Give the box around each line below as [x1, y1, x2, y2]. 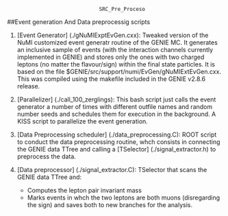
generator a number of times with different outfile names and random [16, 103, 213, 110]
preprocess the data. [16, 152, 77, 160]
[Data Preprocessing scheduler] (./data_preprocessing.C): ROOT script [16, 130, 217, 139]
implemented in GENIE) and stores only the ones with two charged [16, 53, 205, 61]
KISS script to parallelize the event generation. [16, 117, 149, 125]
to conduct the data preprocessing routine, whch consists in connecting [16, 138, 220, 146]
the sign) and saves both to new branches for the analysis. [27, 201, 193, 208]
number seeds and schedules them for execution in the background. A [16, 110, 216, 118]
